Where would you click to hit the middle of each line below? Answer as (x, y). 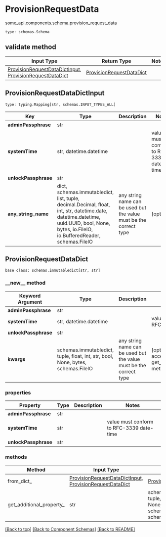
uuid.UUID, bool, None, (83, 223)
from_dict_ (20, 481)
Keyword (30, 295)
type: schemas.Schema (27, 32)
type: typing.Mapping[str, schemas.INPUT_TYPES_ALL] (61, 104)
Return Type (116, 61)
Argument (30, 302)
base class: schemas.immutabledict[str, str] (53, 271)
